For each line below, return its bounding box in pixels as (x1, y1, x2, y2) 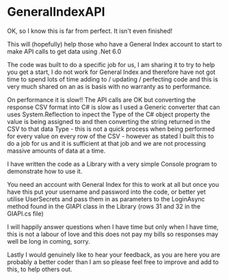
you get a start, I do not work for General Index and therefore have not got (7, 68, 216, 76)
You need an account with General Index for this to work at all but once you (7, 180, 219, 188)
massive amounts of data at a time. (7, 147, 106, 155)
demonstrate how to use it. (7, 167, 83, 175)
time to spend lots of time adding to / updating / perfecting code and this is (7, 75, 219, 83)
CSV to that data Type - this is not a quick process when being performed (7, 125, 215, 133)
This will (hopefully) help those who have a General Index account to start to (7, 40, 222, 48)
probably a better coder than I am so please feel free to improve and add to (7, 257, 219, 266)
